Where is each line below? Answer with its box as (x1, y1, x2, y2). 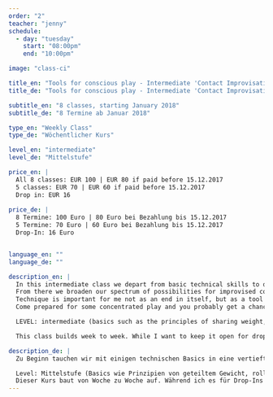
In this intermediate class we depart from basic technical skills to (15, 280, 260, 289)
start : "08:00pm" (23, 42, 82, 50)
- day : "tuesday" (15, 34, 75, 43)
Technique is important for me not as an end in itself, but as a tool (15, 295, 264, 303)
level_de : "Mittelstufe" (8, 154, 93, 162)
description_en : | (8, 273, 71, 281)
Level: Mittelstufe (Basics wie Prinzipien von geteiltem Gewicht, (15, 369, 249, 377)
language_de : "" (8, 258, 63, 266)
